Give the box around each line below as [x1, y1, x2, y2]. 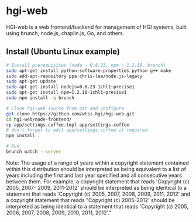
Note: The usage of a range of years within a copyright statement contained [6, 159, 189, 166]
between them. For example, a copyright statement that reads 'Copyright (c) [6, 177, 190, 185]
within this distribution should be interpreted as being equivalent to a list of [6, 165, 186, 172]
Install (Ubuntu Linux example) [6, 47, 121, 57]
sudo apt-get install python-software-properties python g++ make [6, 67, 171, 74]
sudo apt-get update [6, 78, 57, 84]
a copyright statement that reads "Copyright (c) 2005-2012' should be [6, 196, 176, 203]
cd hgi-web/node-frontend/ [6, 116, 72, 122]
